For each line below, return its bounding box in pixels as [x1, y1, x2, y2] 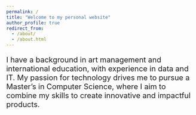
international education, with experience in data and [6, 64, 189, 73]
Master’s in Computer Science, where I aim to [6, 82, 166, 91]
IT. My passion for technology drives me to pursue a [6, 73, 190, 82]
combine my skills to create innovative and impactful [6, 91, 191, 100]
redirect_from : [6, 25, 44, 32]
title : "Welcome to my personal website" [6, 14, 111, 20]
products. [6, 100, 40, 109]
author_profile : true [6, 20, 60, 26]
